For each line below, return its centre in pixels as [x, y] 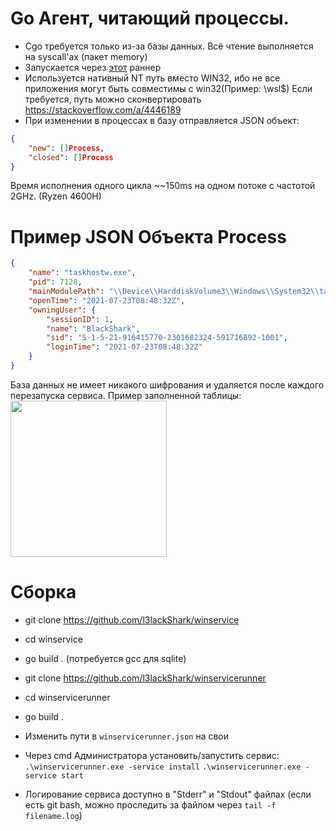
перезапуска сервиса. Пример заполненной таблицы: [126, 395]
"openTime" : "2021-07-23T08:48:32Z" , [107, 300]
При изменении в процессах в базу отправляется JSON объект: [162, 120]
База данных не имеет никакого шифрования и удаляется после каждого [167, 384]
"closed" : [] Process [71, 157]
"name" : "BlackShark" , [93, 328]
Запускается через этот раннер [93, 67]
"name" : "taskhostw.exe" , [82, 273]
